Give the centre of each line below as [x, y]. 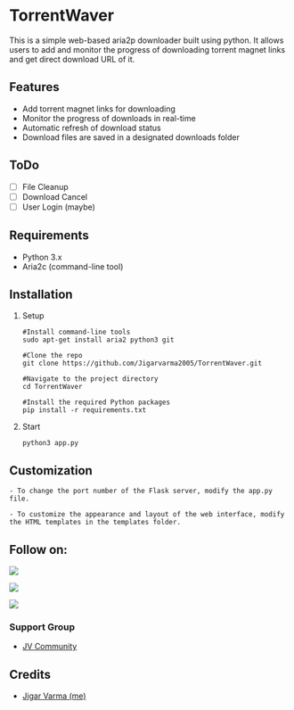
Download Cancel [54, 196]
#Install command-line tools [76, 332]
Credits [30, 674]
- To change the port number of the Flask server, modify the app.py [141, 491]
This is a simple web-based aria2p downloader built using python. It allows [147, 40]
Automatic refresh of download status [92, 128]
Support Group [42, 627]
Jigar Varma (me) [54, 696]
